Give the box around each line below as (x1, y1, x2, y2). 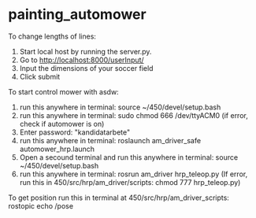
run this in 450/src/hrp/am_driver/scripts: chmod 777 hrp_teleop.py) (19, 177, 241, 187)
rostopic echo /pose (8, 201, 73, 210)
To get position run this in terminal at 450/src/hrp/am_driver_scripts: (8, 193, 230, 202)
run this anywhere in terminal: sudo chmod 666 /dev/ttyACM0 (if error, (19, 110, 248, 120)
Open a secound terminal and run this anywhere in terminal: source (19, 152, 239, 162)
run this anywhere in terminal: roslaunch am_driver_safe (19, 135, 202, 145)
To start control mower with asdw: (8, 87, 120, 96)
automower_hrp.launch (19, 144, 95, 153)
